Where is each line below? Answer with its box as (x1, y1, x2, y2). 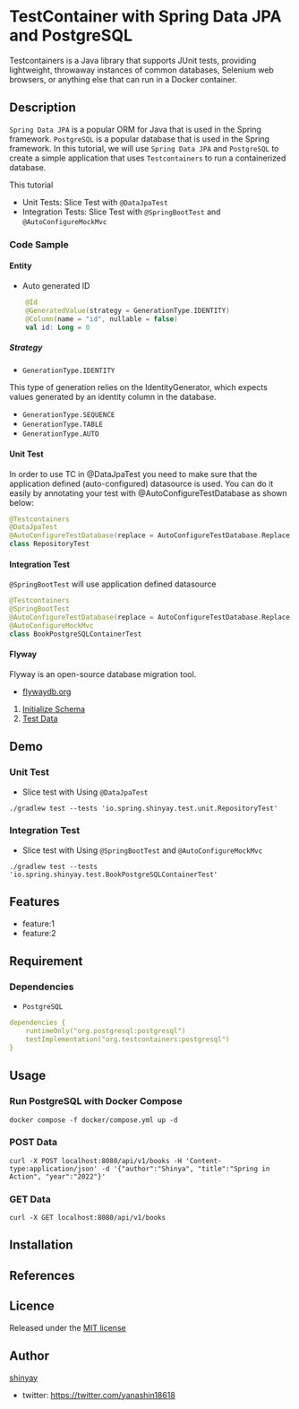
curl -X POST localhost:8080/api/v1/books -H (9, 1156, 182, 1165)
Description (9, 100, 76, 116)
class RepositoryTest (9, 540, 90, 549)
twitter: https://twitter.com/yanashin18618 (21, 1389, 176, 1400)
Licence (9, 1299, 56, 1314)
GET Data (9, 1193, 51, 1205)
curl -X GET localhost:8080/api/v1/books (9, 1213, 167, 1222)
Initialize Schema (21, 703, 86, 714)
